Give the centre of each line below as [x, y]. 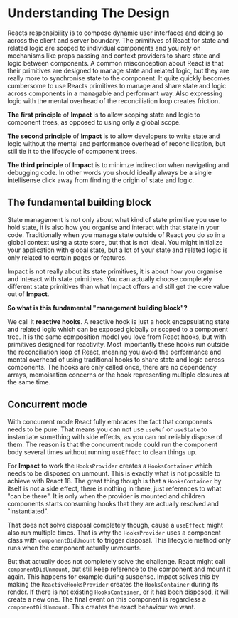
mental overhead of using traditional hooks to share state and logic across [116, 359]
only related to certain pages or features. [67, 257]
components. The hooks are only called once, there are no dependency [112, 367]
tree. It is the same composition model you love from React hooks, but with [117, 337]
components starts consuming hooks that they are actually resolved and [113, 503]
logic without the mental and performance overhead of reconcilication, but [116, 143]
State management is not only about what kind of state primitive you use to [117, 219]
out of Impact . [28, 294]
